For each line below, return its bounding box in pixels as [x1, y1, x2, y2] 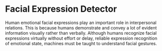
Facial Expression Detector [5, 3, 117, 15]
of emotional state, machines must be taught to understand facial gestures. [5, 40, 157, 46]
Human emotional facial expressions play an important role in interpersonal [5, 20, 157, 25]
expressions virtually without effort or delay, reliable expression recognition [5, 35, 158, 41]
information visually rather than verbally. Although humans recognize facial [5, 30, 157, 36]
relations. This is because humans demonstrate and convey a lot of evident [5, 25, 157, 30]
